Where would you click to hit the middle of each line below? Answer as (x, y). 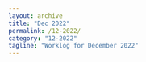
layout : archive (35, 16)
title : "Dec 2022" (39, 23)
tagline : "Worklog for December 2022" (73, 46)
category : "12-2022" (43, 38)
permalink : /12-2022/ (45, 31)
